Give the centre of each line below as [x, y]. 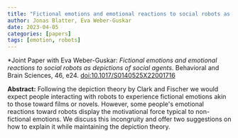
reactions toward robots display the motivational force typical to [101, 112]
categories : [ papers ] [39, 34]
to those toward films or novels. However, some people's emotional [106, 104]
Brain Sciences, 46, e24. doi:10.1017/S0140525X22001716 [91, 76]
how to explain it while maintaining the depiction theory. [89, 127]
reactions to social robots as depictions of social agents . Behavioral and [113, 68]
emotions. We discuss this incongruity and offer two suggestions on [132, 119]
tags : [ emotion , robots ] [44, 40]
